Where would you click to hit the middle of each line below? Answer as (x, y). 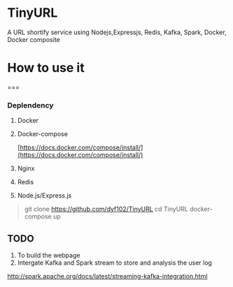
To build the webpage (49, 255)
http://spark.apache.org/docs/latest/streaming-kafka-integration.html (107, 276)
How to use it (46, 68)
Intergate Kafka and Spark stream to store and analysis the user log (114, 263)
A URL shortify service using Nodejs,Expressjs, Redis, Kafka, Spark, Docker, (117, 32)
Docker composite (34, 39)
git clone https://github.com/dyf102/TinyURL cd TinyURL (106, 209)
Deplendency (30, 105)
